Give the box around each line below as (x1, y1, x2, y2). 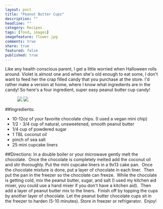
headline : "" (5, 21, 32, 26)
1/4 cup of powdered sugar (12, 126, 67, 132)
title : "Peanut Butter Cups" (5, 12, 64, 17)
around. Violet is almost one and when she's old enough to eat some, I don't (5, 71, 158, 77)
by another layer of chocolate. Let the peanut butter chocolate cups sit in (5, 193, 152, 199)
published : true (5, 52, 38, 58)
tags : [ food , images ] (5, 30, 49, 35)
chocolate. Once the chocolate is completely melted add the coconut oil (5, 157, 151, 163)
